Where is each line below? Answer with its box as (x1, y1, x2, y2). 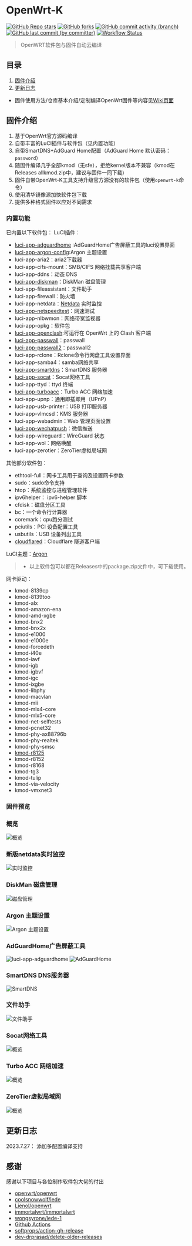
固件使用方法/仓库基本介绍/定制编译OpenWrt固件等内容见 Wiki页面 (14, 96, 174, 103)
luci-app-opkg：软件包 (14, 322, 70, 329)
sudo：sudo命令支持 (14, 479, 65, 486)
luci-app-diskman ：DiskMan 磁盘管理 (14, 278, 106, 285)
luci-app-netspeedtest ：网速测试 (14, 307, 95, 314)
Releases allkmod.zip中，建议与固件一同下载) (14, 169, 124, 176)
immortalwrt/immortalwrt (14, 1208, 75, 1215)
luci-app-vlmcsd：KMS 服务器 (14, 410, 89, 417)
